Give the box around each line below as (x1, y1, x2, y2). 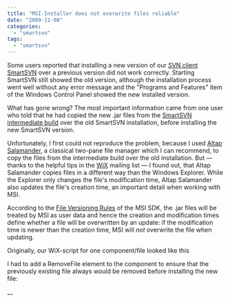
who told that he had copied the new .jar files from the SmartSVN (7, 111, 192, 119)
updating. (7, 233, 34, 241)
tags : (7, 36, 23, 43)
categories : (7, 23, 41, 30)
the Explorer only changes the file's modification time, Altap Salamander (7, 176, 212, 183)
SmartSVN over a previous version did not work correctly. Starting (7, 68, 195, 77)
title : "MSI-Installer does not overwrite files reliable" (7, 10, 180, 17)
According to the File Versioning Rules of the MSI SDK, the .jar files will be (7, 204, 217, 212)
